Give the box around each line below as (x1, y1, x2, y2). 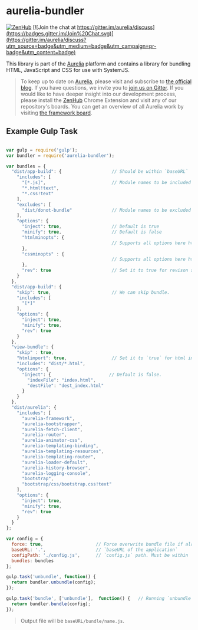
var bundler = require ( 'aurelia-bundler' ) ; (6, 152, 115, 159)
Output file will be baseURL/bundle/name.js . (20, 617, 125, 624)
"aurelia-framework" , (21, 415, 75, 421)
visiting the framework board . (20, 109, 93, 116)
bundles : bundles (11, 557, 54, 564)
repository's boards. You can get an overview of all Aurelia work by (20, 103, 184, 110)
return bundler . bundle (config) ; (11, 601, 91, 607)
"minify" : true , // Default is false (21, 229, 162, 235)
